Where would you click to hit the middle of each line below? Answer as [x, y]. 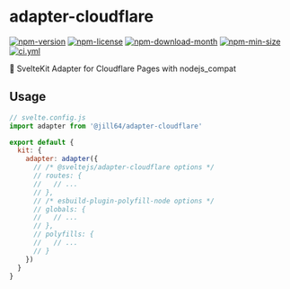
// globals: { [60, 209]
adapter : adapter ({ [62, 159]
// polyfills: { [63, 235]
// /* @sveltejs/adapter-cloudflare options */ [124, 167]
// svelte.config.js [48, 117]
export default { [42, 142]
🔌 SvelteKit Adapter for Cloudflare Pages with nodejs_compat [123, 68]
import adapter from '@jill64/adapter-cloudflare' [106, 126]
